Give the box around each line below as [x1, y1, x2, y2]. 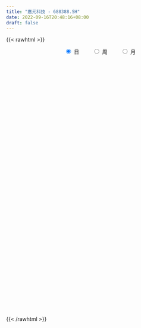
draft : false [6, 20, 39, 26]
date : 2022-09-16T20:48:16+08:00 [6, 14, 89, 20]
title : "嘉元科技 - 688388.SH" [6, 8, 80, 15]
